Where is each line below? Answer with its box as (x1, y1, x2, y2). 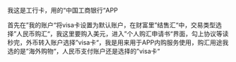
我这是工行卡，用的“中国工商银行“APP (7, 6, 118, 14)
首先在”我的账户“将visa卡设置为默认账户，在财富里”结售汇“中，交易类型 (7, 21, 216, 29)
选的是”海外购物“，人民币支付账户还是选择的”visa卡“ (7, 47, 160, 55)
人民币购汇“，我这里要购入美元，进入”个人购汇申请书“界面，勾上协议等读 (16, 30, 229, 38)
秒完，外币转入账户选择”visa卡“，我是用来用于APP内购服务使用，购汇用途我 (7, 38, 229, 47)
